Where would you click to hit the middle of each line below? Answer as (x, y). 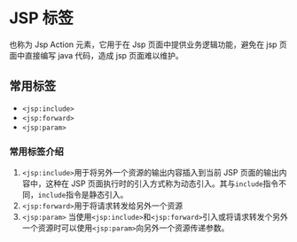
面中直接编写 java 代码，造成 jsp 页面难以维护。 (96, 55)
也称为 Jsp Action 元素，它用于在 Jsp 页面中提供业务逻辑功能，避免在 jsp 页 (148, 44)
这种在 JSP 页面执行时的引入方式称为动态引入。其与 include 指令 (162, 183)
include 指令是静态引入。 (83, 195)
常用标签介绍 (37, 152)
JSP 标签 (41, 18)
